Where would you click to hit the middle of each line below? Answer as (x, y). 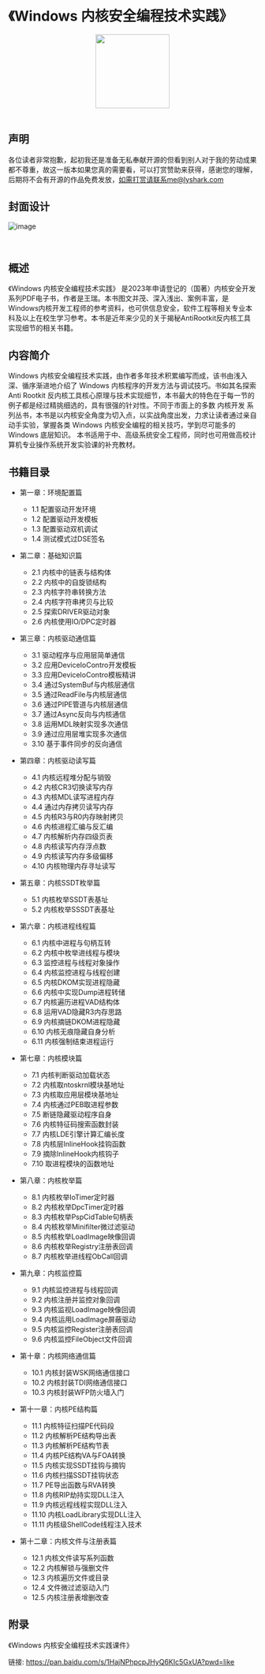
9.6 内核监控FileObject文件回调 (82, 1339)
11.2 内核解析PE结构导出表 (74, 1435)
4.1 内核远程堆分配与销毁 (71, 777)
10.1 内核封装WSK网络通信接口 (80, 1372)
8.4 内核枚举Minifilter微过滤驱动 (83, 1227)
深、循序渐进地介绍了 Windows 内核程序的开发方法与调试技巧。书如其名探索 (132, 386)
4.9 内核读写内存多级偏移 (72, 856)
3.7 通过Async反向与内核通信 (78, 714)
